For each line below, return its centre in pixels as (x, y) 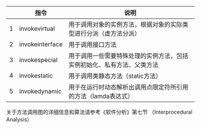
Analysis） (19, 119)
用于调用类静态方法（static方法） (115, 76)
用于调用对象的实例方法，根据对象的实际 (125, 24)
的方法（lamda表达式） (101, 96)
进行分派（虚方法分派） (107, 33)
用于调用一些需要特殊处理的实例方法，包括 (128, 56)
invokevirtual (37, 28)
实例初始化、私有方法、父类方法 (113, 65)
